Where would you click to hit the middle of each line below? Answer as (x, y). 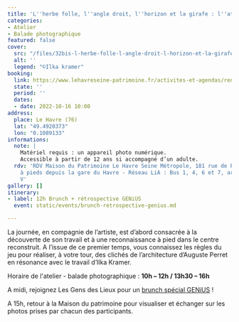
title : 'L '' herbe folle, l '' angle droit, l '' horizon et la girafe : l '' (117, 14)
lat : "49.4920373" (41, 126)
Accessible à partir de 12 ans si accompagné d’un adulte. (110, 160)
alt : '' (25, 60)
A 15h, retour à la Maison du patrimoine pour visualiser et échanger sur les (116, 304)
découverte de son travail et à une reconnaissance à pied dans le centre (113, 240)
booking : (20, 73)
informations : (28, 139)
